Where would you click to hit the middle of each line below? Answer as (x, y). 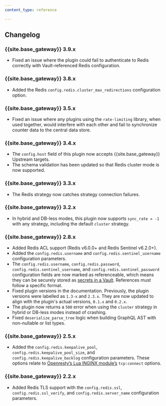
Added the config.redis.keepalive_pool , (55, 347)
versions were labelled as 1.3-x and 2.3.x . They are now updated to (83, 296)
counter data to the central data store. (51, 130)
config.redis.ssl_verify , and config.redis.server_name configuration (86, 393)
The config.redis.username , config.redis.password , (66, 264)
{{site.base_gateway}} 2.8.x (40, 237)
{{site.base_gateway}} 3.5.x (40, 108)
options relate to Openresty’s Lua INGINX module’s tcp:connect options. (87, 363)
